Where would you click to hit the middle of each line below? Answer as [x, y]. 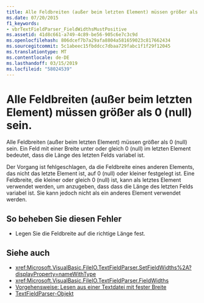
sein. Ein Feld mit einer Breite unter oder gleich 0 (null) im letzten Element [99, 149]
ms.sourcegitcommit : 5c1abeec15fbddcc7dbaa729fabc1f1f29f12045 [89, 47]
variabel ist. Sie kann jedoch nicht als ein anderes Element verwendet [94, 193]
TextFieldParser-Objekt [44, 293]
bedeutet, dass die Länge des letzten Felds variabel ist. [76, 155]
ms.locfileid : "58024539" [39, 69]
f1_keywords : [23, 23]
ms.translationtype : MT [37, 52]
